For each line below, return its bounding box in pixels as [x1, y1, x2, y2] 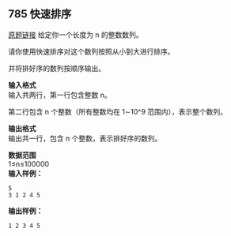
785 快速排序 [8, 7, 72, 21]
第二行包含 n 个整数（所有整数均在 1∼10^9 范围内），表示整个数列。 [8, 107, 228, 116]
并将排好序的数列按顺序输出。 [8, 63, 105, 73]
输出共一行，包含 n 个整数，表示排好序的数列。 [8, 133, 162, 143]
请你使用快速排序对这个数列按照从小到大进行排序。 [8, 47, 175, 56]
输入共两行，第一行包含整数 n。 [8, 90, 112, 99]
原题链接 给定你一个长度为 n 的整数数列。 [8, 30, 144, 39]
